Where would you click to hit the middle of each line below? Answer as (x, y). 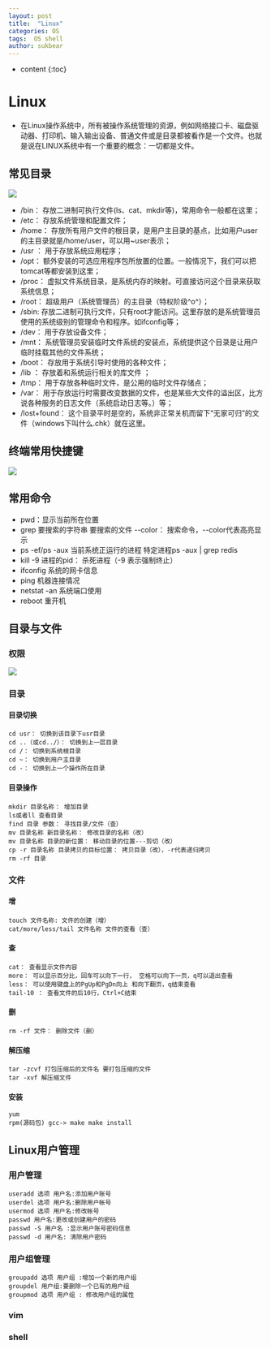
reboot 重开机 (43, 601)
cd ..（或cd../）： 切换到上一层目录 (63, 743)
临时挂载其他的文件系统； (63, 352)
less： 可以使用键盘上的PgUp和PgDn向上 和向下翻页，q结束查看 (102, 984)
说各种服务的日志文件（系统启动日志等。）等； (97, 403)
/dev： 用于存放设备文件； (65, 332)
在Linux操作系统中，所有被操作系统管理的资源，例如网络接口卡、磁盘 (136, 126)
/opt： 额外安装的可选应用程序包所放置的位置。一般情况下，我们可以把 (138, 261)
